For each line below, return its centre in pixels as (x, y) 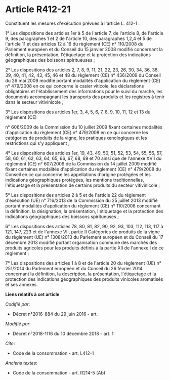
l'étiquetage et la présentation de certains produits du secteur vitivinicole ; (83, 185)
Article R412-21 (38, 9)
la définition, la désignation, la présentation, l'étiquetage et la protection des (84, 211)
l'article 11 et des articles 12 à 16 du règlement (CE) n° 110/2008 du (74, 44)
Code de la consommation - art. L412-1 (53, 353)
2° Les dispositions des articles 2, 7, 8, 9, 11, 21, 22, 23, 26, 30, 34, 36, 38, (82, 70)
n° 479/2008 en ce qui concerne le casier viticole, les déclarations (75, 86)
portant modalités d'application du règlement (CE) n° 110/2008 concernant (83, 205)
